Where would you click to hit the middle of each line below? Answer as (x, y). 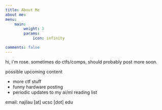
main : (20, 24)
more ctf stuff (27, 81)
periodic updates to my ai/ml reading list (55, 92)
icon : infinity (49, 39)
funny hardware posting (38, 87)
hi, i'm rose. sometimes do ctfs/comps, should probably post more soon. (82, 62)
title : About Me (22, 10)
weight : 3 (34, 29)
